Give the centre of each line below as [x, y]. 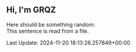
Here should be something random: [51, 24]
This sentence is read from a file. [48, 31]
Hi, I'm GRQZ [31, 10]
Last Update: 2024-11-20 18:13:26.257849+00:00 [68, 42]
